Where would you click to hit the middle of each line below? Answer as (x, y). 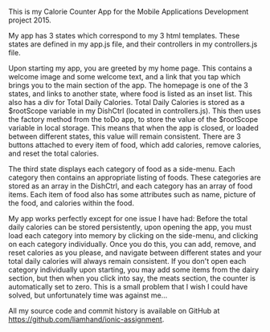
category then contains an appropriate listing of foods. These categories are (135, 177)
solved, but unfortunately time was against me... (88, 295)
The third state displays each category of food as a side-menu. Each (122, 169)
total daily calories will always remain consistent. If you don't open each (127, 261)
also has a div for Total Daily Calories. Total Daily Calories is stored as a (127, 102)
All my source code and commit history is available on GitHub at (114, 311)
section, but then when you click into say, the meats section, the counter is (132, 278)
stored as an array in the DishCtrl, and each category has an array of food (131, 186)
